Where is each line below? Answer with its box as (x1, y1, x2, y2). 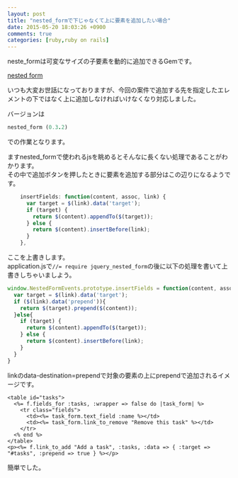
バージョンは (7, 110, 45, 118)
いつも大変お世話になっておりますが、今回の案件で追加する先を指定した (7, 86, 218, 94)
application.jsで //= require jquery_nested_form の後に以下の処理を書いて (7, 262, 222, 270)
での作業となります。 (7, 137, 69, 146)
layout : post (7, 10, 46, 18)
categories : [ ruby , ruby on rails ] (7, 37, 110, 44)
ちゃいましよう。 (25, 271, 76, 279)
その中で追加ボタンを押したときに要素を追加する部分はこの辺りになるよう (7, 171, 225, 178)
